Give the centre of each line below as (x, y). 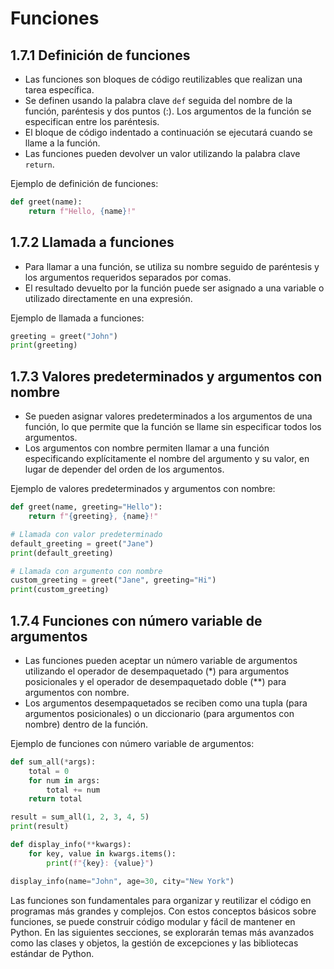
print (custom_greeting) (60, 590)
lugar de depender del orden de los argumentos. (124, 469)
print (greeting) (44, 345)
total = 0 (49, 771)
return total (55, 799)
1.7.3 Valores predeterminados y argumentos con (166, 376)
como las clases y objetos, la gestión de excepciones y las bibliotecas (154, 943)
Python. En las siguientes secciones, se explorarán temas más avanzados (162, 932)
